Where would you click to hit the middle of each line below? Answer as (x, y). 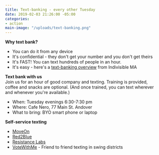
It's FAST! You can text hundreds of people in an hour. (67, 62)
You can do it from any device (42, 52)
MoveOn (21, 131)
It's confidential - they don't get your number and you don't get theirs (82, 57)
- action (14, 23)
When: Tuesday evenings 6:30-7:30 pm (52, 102)
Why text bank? (22, 42)
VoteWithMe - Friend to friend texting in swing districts (67, 147)
